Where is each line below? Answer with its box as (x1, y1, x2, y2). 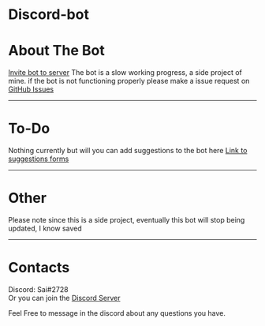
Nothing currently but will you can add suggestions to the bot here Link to (8, 146, 248, 156)
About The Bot (8, 42, 105, 60)
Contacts (8, 259, 70, 277)
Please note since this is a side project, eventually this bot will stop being (8, 215, 245, 224)
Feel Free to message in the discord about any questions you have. (8, 308, 226, 317)
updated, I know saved (8, 223, 82, 233)
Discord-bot (8, 6, 89, 24)
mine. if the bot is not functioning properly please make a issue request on (8, 77, 250, 86)
